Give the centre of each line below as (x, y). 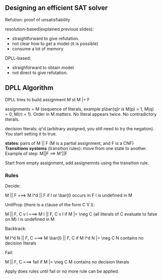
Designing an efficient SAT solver (56, 8)
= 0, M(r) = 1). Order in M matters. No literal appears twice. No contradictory (81, 114)
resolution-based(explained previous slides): (50, 29)
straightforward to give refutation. (46, 38)
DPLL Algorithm (29, 88)
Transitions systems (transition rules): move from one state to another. (76, 148)
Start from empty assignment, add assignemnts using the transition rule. (77, 163)
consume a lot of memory (38, 48)
